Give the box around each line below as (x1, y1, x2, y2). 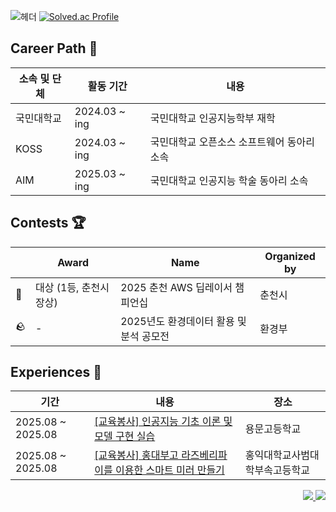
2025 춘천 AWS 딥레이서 (120, 280, 233, 294)
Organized (264, 249, 316, 263)
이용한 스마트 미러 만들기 (115, 463, 225, 477)
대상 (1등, (35, 280, 80, 294)
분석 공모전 (120, 329, 170, 343)
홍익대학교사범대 (244, 448, 320, 462)
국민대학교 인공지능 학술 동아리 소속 (149, 173, 309, 187)
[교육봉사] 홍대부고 (94, 448, 179, 462)
